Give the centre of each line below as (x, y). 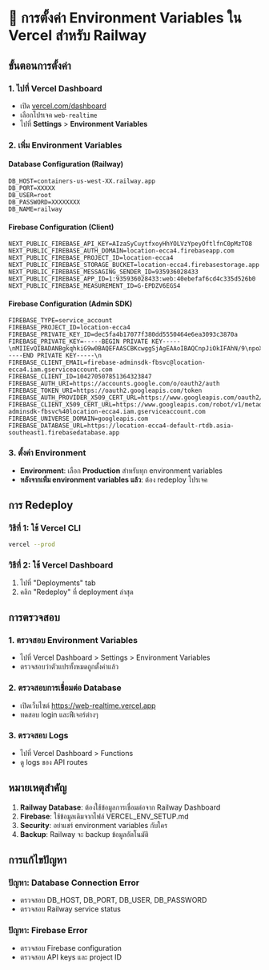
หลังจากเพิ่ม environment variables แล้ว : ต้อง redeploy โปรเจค (114, 479)
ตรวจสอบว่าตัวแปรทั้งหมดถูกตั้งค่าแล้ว (69, 667)
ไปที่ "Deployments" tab (58, 583)
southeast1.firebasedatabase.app (64, 433)
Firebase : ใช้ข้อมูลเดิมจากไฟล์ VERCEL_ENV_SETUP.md (104, 816)
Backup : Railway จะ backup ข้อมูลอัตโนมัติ (84, 834)
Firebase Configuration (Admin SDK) (70, 303)
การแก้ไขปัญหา (38, 860)
